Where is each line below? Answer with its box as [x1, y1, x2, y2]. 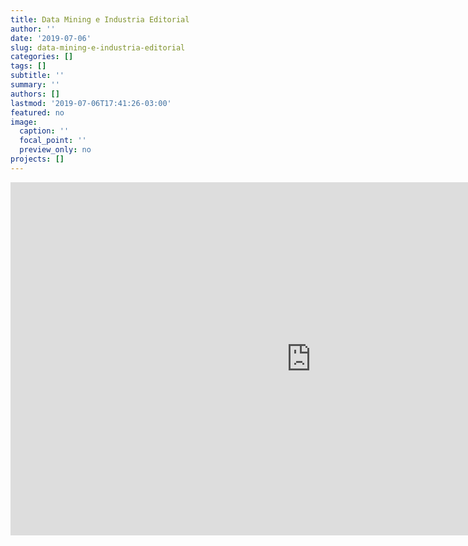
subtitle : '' [10, 71, 65, 81]
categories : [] [10, 52, 74, 62]
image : [10, 117, 38, 127]
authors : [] [10, 89, 60, 99]
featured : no [10, 107, 65, 118]
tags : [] [10, 61, 47, 71]
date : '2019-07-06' [10, 33, 92, 43]
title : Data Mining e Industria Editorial [10, 14, 190, 25]
